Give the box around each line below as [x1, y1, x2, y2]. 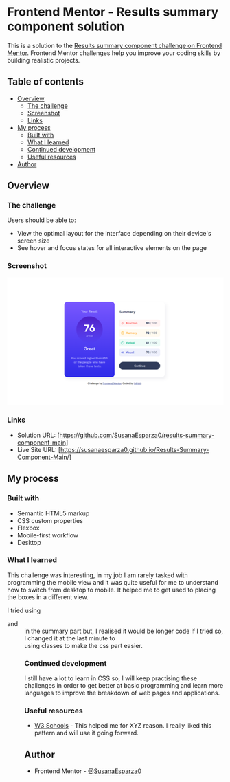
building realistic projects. [7, 56, 80, 64]
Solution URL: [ [16, 431, 60, 439]
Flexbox [16, 524, 40, 532]
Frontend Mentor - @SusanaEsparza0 [34, 767, 142, 775]
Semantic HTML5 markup [16, 509, 90, 517]
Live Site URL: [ [16, 445, 61, 454]
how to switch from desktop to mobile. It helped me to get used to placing [7, 585, 216, 594]
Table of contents [7, 76, 84, 88]
